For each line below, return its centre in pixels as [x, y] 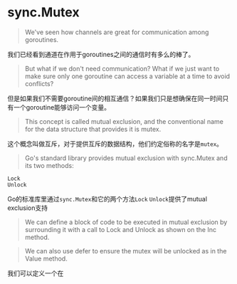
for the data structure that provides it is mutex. [93, 129]
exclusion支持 [28, 208]
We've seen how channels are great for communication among [117, 32]
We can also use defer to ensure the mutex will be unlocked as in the [126, 251]
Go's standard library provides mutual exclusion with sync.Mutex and [126, 158]
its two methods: [49, 165]
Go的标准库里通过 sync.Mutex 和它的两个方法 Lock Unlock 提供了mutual [107, 199]
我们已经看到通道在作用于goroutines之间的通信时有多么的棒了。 [101, 54]
